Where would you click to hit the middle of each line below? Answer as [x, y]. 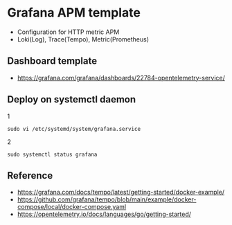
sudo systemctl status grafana [52, 154]
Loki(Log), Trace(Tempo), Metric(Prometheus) [83, 39]
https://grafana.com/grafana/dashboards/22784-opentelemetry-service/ [121, 78]
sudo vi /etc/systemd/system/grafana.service [74, 129]
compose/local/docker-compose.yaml [72, 207]
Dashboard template [52, 61]
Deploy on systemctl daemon [72, 99]
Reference [30, 175]
